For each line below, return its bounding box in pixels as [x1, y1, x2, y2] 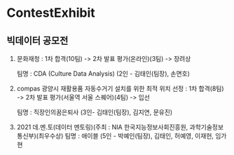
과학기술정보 [189, 123, 224, 131]
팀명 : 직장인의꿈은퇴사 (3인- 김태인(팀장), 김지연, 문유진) [16, 108, 173, 116]
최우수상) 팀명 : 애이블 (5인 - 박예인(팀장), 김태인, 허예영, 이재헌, [38, 132, 214, 140]
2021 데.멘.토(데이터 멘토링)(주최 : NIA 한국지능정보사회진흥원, [16, 123, 188, 131]
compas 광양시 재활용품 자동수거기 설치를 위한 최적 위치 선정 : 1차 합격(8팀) [16, 84, 225, 93]
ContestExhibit [6, 5, 95, 21]
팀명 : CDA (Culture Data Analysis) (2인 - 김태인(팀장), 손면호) [16, 69, 191, 78]
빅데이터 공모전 [6, 34, 69, 46]
